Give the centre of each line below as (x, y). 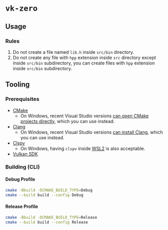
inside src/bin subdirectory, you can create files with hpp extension (84, 63)
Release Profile (22, 206)
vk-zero (22, 8)
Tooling (17, 85)
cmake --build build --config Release (47, 222)
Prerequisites (22, 99)
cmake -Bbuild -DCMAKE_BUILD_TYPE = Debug (49, 190)
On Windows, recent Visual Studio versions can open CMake (85, 116)
